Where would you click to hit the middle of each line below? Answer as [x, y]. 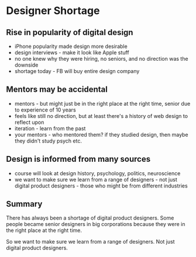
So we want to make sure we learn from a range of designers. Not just [90, 242]
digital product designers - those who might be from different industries [101, 186]
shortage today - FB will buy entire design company [77, 71]
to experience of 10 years [45, 110]
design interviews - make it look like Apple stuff [72, 53]
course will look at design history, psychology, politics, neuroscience [97, 173]
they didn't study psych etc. [48, 141]
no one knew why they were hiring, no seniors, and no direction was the [101, 59]
